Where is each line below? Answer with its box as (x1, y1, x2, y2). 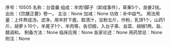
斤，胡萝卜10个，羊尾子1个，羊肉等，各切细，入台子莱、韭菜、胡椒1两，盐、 (5, 23, 165, 29)
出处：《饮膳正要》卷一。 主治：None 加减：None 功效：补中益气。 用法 (5, 10, 156, 16)
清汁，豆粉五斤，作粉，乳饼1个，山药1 (85, 17, 165, 22)
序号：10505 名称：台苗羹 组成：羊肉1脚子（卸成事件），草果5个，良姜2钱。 (5, 4, 164, 10)
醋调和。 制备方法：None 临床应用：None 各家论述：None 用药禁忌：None (5, 29, 163, 35)
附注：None (5, 35, 31, 41)
